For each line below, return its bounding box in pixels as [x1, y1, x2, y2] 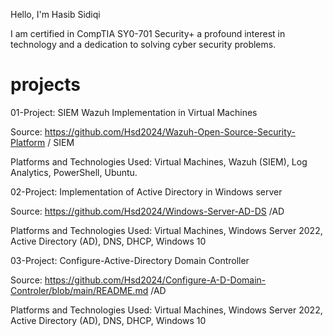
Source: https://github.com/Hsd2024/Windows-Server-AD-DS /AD [10, 205, 285, 217]
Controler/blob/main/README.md [10, 284, 149, 296]
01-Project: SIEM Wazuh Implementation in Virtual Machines [10, 106, 258, 118]
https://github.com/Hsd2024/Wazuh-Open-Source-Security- [44, 125, 296, 138]
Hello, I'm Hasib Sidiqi [10, 9, 101, 20]
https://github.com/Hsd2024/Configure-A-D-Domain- [44, 274, 267, 286]
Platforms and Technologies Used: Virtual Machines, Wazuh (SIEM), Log [10, 155, 308, 168]
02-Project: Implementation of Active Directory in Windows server [10, 185, 283, 198]
